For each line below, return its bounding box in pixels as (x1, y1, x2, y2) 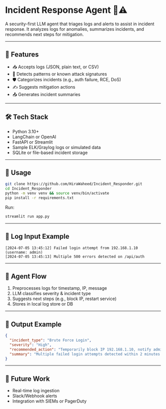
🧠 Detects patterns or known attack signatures (12, 71, 107, 77)
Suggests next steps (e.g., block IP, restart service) (12, 296, 117, 302)
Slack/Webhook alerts (12, 393, 58, 399)
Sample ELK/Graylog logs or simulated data (12, 144, 101, 150)
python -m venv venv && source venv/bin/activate (5, 191, 110, 196)
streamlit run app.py (5, 214, 50, 219)
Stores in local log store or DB (12, 301, 73, 307)
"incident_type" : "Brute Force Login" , (9, 338, 92, 343)
